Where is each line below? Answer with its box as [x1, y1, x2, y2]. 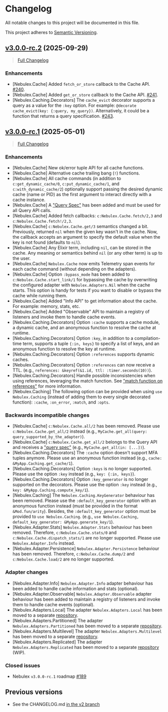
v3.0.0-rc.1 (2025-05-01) [5, 127, 85, 136]
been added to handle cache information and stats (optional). [12, 585, 139, 592]
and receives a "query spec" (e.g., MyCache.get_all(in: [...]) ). [12, 444, 146, 450]
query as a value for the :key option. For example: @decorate [12, 102, 136, 108]
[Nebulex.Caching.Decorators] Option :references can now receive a [12, 362, 155, 368]
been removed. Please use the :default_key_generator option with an [12, 497, 156, 504]
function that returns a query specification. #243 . [12, 113, 114, 119]
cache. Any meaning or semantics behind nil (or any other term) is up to [12, 250, 162, 256]
